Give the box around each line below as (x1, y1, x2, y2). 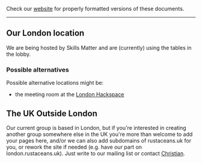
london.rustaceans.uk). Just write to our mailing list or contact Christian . (6, 150, 185, 157)
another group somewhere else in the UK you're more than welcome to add (6, 131, 193, 138)
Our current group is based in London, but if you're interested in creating (6, 124, 186, 131)
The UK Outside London (6, 108, 98, 118)
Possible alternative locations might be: (6, 79, 104, 87)
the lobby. (6, 51, 31, 58)
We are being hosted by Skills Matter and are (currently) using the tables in (6, 44, 192, 51)
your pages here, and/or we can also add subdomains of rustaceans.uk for (6, 137, 191, 144)
